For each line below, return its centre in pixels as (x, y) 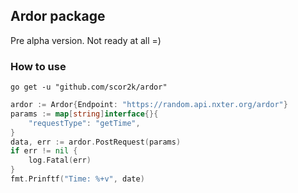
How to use (38, 66)
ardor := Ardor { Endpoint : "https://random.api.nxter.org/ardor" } (149, 105)
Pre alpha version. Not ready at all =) (86, 40)
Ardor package (58, 16)
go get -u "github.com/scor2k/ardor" (89, 87)
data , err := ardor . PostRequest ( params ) (96, 142)
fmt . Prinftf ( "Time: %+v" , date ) (77, 179)
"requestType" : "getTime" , (84, 123)
